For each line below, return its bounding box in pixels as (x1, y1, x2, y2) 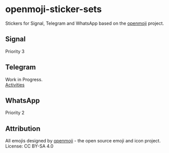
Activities (5, 82, 25, 88)
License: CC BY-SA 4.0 (5, 143, 54, 149)
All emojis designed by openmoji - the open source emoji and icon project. (5, 138, 161, 144)
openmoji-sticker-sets (5, 4, 102, 15)
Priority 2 (5, 110, 25, 116)
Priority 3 (5, 48, 25, 54)
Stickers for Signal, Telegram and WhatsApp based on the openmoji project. (5, 20, 164, 26)
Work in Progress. (5, 76, 43, 82)
